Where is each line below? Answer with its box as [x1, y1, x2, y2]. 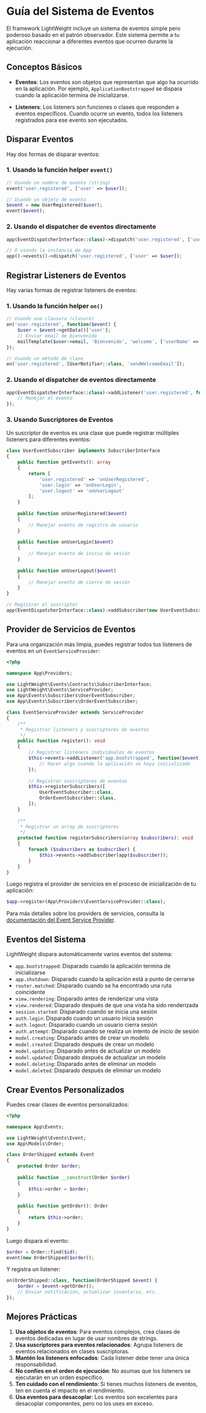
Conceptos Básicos [6, 62, 83, 72]
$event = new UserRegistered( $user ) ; [6, 202, 103, 208]
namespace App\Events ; [6, 1124, 64, 1130]
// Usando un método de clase [6, 355, 84, 362]
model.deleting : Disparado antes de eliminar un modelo [15, 1061, 156, 1068]
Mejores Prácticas [6, 1312, 78, 1322]
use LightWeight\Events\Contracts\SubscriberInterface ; [6, 681, 152, 687]
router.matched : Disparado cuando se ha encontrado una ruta [15, 982, 172, 989]
